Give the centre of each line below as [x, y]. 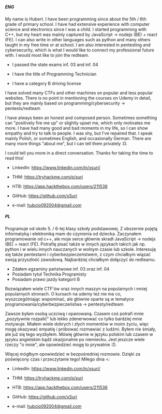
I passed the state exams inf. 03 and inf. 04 [55, 64]
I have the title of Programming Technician [54, 74]
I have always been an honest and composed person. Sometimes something [81, 118]
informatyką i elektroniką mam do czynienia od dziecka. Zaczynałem [73, 234]
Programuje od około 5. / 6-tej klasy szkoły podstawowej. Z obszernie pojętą [81, 228]
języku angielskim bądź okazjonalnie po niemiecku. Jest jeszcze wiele [75, 339]
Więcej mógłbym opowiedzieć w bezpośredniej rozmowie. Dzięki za [73, 354]
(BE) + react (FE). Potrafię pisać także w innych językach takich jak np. [75, 244]
